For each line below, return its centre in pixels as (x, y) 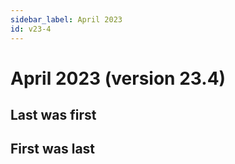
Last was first (53, 115)
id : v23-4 (31, 29)
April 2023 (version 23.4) (118, 78)
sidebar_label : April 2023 (66, 19)
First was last (53, 149)
